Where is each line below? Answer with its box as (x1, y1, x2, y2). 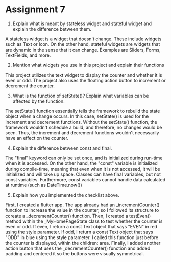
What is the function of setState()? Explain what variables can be (12, 92, 149, 99)
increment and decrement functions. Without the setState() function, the (5, 118, 157, 125)
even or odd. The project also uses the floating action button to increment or (5, 77, 166, 83)
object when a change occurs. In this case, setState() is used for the (5, 113, 149, 120)
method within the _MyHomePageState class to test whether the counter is (5, 218, 163, 224)
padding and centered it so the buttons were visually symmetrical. (5, 250, 144, 256)
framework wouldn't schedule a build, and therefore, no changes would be (5, 124, 162, 130)
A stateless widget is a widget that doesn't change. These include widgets (5, 36, 162, 42)
